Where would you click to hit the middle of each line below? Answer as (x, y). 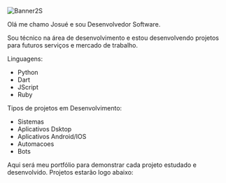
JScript (28, 87)
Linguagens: (25, 59)
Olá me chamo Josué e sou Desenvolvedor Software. (84, 24)
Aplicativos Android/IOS (52, 137)
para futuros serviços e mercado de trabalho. (73, 45)
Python (28, 72)
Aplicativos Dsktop (44, 129)
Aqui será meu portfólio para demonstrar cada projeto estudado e (102, 165)
